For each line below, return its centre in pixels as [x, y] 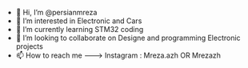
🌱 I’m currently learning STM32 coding [80, 29]
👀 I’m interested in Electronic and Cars [79, 21]
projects [30, 46]
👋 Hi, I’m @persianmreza [56, 12]
